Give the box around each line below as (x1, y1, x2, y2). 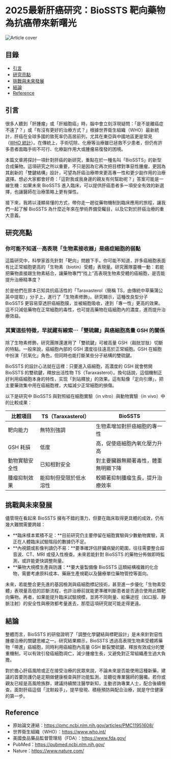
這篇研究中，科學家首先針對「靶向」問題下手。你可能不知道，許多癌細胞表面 (5, 258, 166, 264)
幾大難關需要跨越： (5, 522, 46, 528)
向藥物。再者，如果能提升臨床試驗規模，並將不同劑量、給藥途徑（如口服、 (5, 594, 161, 600)
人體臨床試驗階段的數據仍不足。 (21, 538, 89, 545)
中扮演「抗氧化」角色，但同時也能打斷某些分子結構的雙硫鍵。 (5, 352, 135, 358)
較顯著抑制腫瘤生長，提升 (96, 474, 157, 481)
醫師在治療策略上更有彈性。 (22, 188, 81, 195)
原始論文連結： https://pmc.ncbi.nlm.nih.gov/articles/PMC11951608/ (12, 722, 154, 728)
